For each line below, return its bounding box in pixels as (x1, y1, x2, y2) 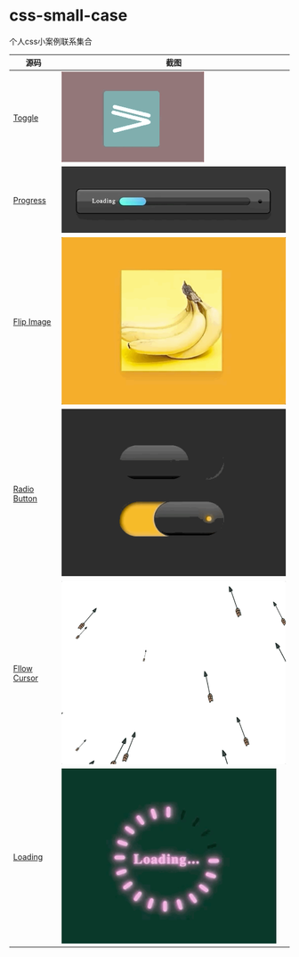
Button (12, 492, 38, 504)
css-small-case (9, 5, 128, 26)
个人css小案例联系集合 (9, 36, 93, 46)
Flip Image (12, 317, 52, 327)
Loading (12, 851, 44, 862)
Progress (12, 195, 46, 206)
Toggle (12, 112, 39, 123)
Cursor (12, 672, 38, 683)
